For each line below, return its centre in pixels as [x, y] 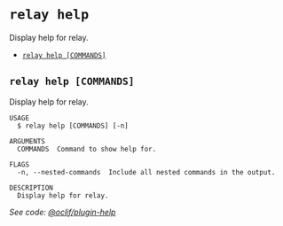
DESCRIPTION [31, 188]
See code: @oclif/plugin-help [63, 212]
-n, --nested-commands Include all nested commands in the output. [146, 172]
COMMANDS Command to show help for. [87, 149]
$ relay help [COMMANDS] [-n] [73, 126]
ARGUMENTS [28, 141]
